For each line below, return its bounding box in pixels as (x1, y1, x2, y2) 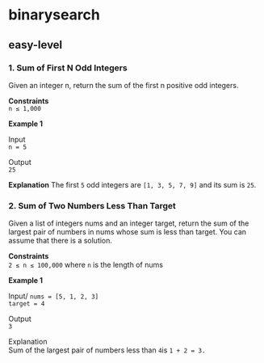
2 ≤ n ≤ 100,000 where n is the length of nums (8, 260, 164, 270)
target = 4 (8, 300, 45, 308)
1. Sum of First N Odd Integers (8, 62, 128, 74)
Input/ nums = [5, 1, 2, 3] (8, 291, 99, 301)
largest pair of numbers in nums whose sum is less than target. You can (8, 227, 247, 237)
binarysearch (8, 6, 101, 24)
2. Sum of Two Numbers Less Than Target (8, 200, 176, 211)
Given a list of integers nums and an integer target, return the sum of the (8, 218, 249, 228)
